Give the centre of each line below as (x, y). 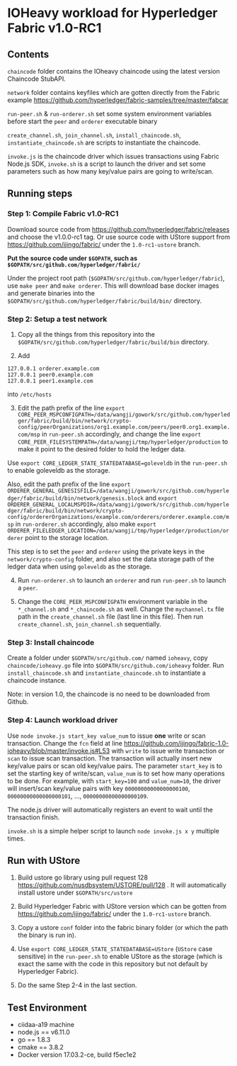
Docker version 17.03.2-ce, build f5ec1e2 (77, 1055)
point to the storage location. (67, 537)
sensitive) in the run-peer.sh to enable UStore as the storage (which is (120, 956)
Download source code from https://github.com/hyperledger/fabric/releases (118, 229)
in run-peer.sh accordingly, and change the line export (121, 434)
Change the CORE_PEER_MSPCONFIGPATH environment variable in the (112, 601)
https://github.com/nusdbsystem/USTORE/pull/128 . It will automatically (122, 885)
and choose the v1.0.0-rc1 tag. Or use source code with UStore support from (119, 237)
